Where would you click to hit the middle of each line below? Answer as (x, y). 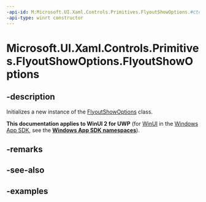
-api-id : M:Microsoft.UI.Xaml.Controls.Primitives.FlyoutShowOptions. (98, 12)
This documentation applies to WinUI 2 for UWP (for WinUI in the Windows (102, 123)
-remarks (25, 149)
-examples (27, 191)
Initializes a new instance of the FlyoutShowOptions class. (80, 112)
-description (31, 97)
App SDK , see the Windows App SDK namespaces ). (73, 130)
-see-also (25, 170)
